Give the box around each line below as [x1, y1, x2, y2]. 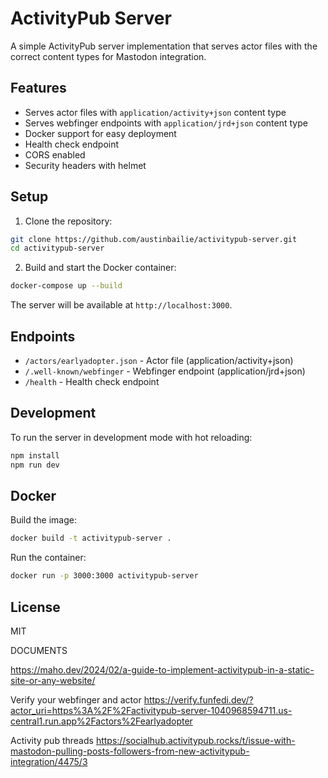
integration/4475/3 [10, 755, 88, 767]
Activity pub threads [10, 734, 94, 746]
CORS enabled [24, 148, 86, 161]
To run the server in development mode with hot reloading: [10, 431, 253, 443]
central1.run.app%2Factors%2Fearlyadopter [10, 715, 193, 727]
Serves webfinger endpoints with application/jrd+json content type [24, 117, 308, 129]
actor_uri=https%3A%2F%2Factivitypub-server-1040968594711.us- [10, 704, 293, 716]
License [10, 598, 61, 616]
